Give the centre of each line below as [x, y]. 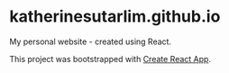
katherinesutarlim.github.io [115, 17]
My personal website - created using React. [91, 41]
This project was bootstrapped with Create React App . [110, 59]
